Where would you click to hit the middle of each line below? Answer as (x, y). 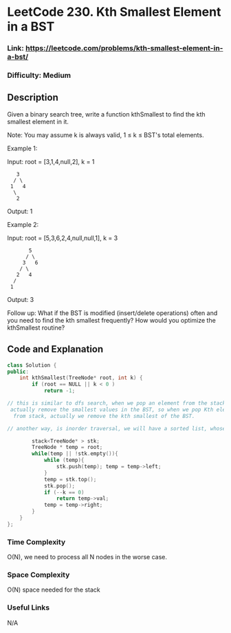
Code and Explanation (55, 349)
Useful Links (29, 607)
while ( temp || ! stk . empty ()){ (75, 454)
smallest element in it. (38, 121)
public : (18, 372)
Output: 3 (21, 299)
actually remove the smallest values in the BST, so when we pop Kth (112, 410)
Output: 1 (20, 211)
